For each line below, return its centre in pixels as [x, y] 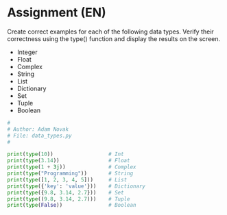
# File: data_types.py [39, 136]
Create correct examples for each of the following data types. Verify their [110, 31]
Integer [27, 52]
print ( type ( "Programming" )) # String [70, 174]
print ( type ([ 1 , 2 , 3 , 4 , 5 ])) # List [67, 179]
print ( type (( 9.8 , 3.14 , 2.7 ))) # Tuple [69, 199]
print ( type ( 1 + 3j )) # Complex [72, 167]
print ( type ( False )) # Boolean [72, 205]
